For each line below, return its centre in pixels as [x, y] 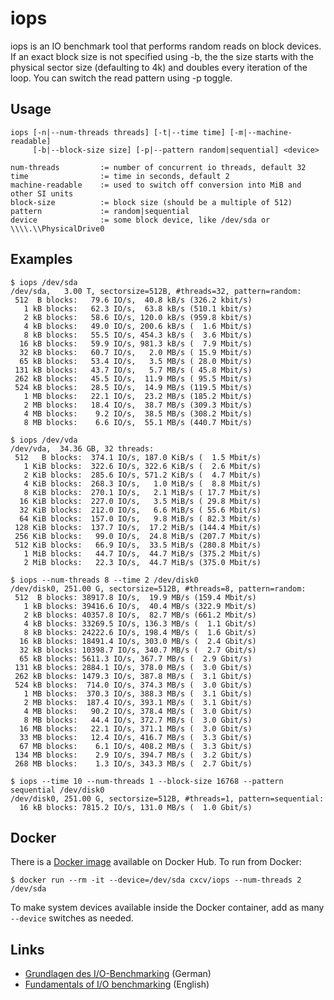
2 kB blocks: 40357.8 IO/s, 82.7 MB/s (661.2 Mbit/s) [140, 615]
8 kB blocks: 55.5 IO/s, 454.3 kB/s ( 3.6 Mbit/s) [138, 335]
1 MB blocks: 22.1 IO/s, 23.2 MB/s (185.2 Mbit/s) [138, 396]
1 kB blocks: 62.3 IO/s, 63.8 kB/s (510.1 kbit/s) [138, 308]
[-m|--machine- [261, 132]
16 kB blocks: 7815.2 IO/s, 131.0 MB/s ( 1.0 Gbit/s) [136, 807]
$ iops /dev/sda [44, 282]
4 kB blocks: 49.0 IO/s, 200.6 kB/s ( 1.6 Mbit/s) [138, 326]
